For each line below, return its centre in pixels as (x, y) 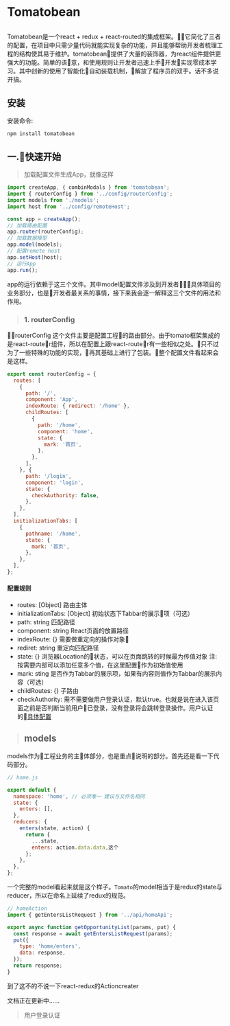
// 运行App (22, 264)
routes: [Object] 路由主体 (52, 605)
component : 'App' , (51, 400)
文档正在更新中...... (34, 1001)
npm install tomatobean (41, 134)
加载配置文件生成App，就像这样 (69, 174)
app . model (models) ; (35, 244)
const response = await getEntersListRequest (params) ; (93, 934)
